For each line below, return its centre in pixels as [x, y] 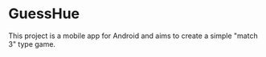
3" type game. [32, 44]
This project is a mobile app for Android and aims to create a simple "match [133, 36]
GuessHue [44, 14]
